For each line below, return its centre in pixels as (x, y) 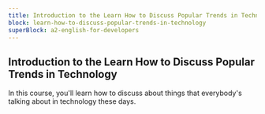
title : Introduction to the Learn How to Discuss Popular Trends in (123, 15)
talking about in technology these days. (72, 101)
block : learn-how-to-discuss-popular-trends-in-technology (107, 23)
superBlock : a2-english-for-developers (74, 30)
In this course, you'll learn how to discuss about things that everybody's (125, 93)
